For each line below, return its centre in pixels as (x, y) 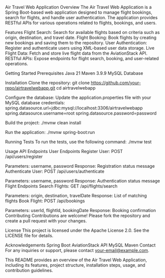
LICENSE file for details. (29, 235)
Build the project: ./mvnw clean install (43, 123)
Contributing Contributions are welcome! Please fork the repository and (78, 216)
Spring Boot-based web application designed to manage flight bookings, (79, 12)
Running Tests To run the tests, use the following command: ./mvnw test (78, 142)
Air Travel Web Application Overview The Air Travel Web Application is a (78, 7)
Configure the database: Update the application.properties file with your (78, 97)
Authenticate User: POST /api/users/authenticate (55, 171)
